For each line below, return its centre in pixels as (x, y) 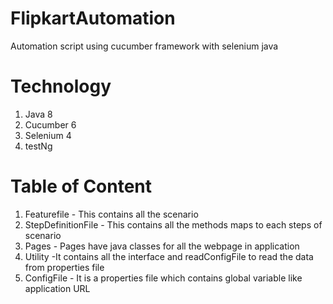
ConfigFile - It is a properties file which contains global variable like (163, 278)
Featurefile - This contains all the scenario (111, 214)
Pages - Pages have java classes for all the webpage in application (162, 246)
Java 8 (38, 114)
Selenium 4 (48, 135)
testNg (38, 146)
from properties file (64, 267)
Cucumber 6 (50, 124)
